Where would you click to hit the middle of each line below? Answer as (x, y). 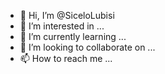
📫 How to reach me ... (66, 58)
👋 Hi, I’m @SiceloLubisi (67, 15)
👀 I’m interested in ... (62, 26)
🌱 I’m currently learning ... (73, 36)
